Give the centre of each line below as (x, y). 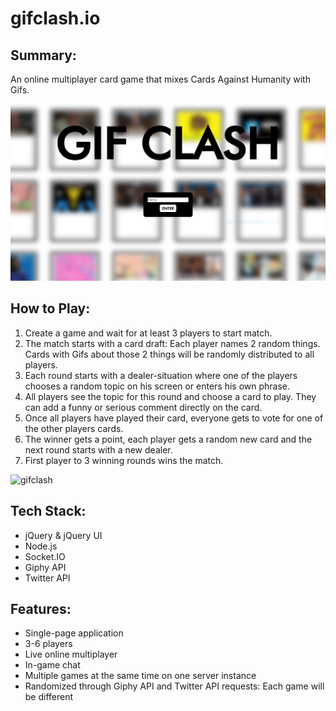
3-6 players (48, 644)
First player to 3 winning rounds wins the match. (124, 460)
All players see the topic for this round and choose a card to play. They (170, 396)
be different (49, 697)
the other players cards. (74, 428)
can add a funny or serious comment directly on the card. (143, 407)
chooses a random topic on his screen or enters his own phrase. (157, 386)
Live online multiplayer (71, 654)
